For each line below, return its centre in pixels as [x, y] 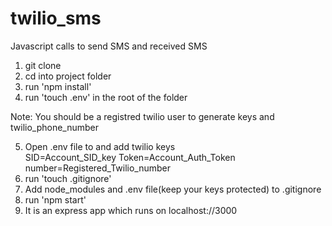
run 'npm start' [55, 199]
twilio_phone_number [55, 127]
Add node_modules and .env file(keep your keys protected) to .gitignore [173, 189]
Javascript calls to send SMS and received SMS [109, 46]
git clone [43, 65]
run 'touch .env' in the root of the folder [106, 97]
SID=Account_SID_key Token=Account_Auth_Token [130, 157]
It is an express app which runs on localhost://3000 [131, 210]
